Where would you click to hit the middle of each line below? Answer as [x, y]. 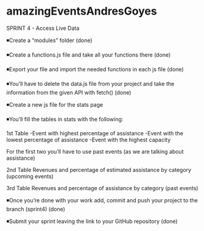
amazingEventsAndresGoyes [82, 11]
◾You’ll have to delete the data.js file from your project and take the [90, 84]
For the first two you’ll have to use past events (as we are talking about [95, 151]
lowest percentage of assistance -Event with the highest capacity [89, 140]
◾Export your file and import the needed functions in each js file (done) [95, 69]
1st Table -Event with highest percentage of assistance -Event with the [95, 133]
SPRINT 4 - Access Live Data [43, 28]
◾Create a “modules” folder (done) [49, 40]
